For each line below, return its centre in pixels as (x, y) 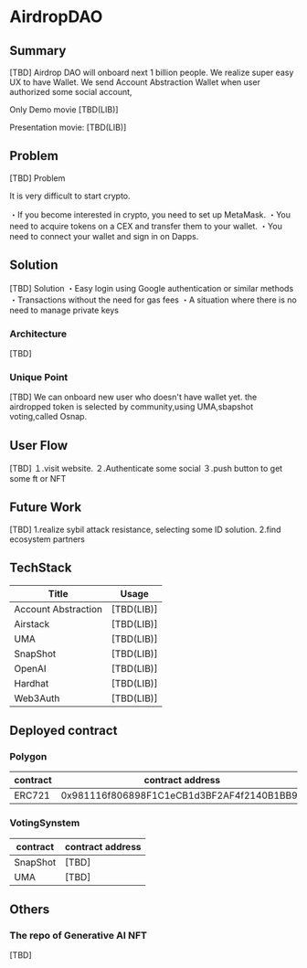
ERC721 (32, 795)
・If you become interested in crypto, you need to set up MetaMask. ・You (150, 214)
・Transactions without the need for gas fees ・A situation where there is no (153, 300)
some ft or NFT (38, 479)
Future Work (46, 508)
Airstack (32, 623)
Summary (38, 51)
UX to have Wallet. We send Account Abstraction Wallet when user (135, 82)
